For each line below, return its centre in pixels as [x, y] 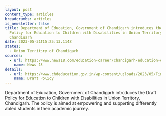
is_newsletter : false [27, 23]
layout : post [19, 10]
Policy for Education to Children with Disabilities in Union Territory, [73, 98]
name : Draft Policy [34, 78]
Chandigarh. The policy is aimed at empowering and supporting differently [81, 103]
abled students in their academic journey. [47, 108]
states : [13, 46]
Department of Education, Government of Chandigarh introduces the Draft [81, 92]
